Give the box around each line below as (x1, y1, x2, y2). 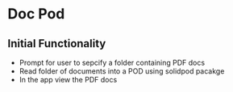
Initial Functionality (7, 37, 106, 50)
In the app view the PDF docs (19, 75, 118, 84)
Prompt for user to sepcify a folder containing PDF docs (19, 58, 206, 67)
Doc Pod (7, 5, 65, 23)
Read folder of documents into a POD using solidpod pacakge (19, 66, 225, 76)
